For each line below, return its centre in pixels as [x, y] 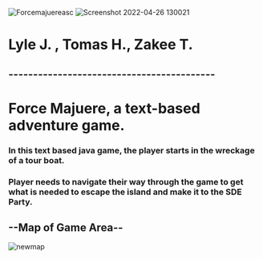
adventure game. [67, 125]
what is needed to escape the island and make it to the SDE [125, 192]
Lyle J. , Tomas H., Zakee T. [101, 45]
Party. [20, 201]
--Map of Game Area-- [66, 227]
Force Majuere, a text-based [104, 108]
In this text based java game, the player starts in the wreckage [131, 150]
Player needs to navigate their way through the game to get [126, 181]
